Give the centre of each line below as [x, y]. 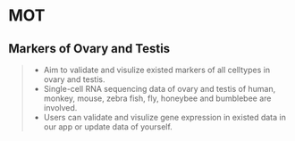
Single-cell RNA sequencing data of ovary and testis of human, [160, 89]
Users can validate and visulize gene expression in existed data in [165, 117]
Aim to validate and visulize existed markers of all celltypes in [156, 70]
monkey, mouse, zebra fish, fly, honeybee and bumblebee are [157, 98]
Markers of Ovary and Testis [89, 49]
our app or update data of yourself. [108, 127]
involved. [60, 108]
